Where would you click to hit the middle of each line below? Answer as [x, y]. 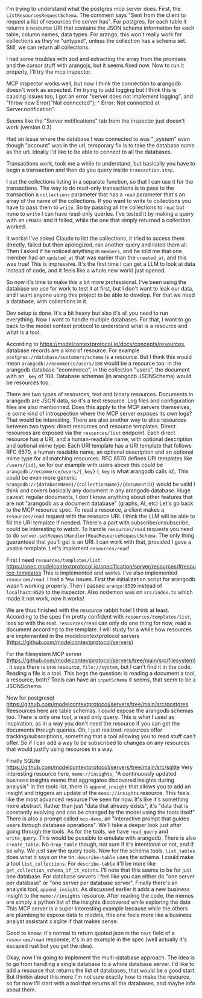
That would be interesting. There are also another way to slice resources [96, 420]
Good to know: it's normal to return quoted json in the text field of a [90, 933]
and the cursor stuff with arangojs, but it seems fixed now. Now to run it [95, 65]
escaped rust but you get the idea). [50, 946]
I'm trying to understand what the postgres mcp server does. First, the [93, 9]
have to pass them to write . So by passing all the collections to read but [96, 207]
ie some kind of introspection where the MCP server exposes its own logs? [99, 414]
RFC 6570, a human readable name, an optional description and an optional [100, 452]
